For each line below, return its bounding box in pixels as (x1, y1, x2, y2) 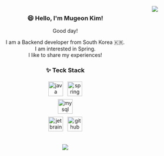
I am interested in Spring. (35, 45, 96, 52)
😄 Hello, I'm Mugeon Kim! (27, 14, 103, 22)
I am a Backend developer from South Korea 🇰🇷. (5, 39, 125, 46)
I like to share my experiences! (28, 52, 103, 59)
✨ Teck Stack (45, 66, 85, 74)
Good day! (52, 28, 78, 35)
